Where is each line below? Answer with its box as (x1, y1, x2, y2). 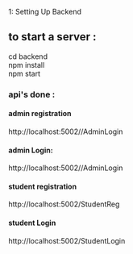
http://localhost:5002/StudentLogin (8, 235, 126, 245)
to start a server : (8, 30, 97, 44)
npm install (8, 60, 45, 69)
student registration (8, 181, 77, 191)
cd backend (8, 52, 48, 61)
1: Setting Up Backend (8, 7, 82, 16)
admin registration (8, 109, 72, 119)
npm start (8, 69, 41, 78)
